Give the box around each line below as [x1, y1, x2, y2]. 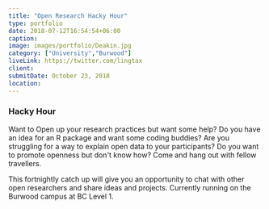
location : [8, 79, 42, 87]
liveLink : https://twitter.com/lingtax [8, 57, 143, 65]
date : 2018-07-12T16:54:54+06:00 [8, 27, 121, 35]
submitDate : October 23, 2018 [8, 72, 111, 80]
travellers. [8, 158, 42, 168]
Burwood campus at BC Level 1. [8, 191, 115, 201]
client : [8, 65, 35, 73]
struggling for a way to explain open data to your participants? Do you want [8, 141, 259, 151]
